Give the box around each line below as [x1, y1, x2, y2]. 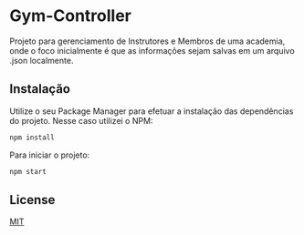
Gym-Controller [9, 5, 132, 26]
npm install [9, 133, 55, 142]
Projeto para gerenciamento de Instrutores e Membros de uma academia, [9, 36, 286, 46]
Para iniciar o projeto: [9, 149, 90, 160]
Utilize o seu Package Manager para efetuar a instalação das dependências [9, 106, 294, 117]
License [9, 192, 56, 208]
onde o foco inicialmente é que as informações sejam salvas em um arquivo [9, 45, 295, 56]
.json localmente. [9, 55, 74, 66]
